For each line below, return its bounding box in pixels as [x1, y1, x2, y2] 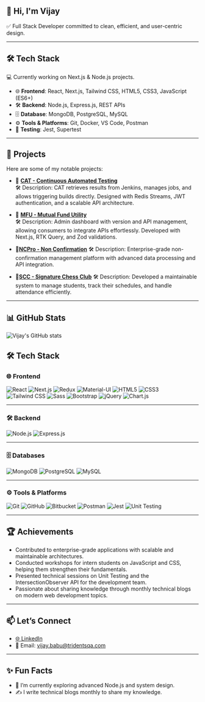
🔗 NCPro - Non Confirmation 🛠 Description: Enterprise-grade [15, 245, 171, 253]
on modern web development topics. [15, 591, 108, 599]
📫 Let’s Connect [6, 616, 71, 626]
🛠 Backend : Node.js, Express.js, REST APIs [15, 101, 126, 108]
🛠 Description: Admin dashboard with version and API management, [15, 218, 188, 225]
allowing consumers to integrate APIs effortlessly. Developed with [15, 227, 181, 234]
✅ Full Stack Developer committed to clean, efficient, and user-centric [6, 22, 182, 29]
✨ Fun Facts [6, 665, 53, 676]
